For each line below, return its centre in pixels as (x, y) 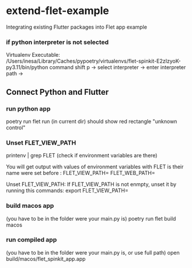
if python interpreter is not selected (57, 42)
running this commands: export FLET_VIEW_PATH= (67, 191)
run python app (28, 108)
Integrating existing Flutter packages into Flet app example (77, 27)
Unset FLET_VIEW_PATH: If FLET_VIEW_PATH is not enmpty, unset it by (91, 184)
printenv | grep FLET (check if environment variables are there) (82, 156)
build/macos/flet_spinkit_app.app (46, 259)
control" (16, 128)
